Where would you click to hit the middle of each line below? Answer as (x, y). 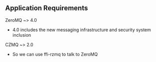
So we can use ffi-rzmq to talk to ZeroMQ (55, 54)
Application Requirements (47, 8)
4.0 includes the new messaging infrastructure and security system (81, 30)
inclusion (22, 35)
